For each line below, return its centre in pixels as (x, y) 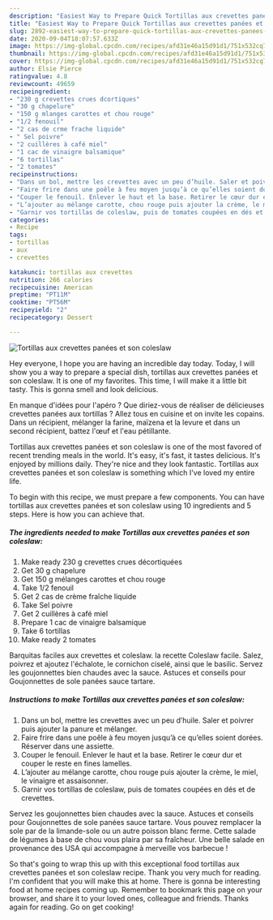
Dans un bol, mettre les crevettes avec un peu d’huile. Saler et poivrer (137, 720)
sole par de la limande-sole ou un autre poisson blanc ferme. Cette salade (132, 831)
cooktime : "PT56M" (40, 302)
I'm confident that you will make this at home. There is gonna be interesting (135, 881)
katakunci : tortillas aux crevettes (71, 272)
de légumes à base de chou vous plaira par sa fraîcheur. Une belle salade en (137, 839)
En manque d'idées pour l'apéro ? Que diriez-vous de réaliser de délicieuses (137, 405)
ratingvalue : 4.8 (38, 76)
